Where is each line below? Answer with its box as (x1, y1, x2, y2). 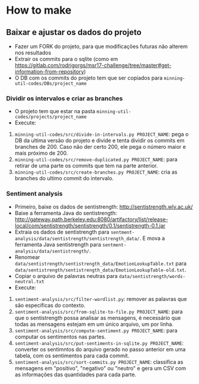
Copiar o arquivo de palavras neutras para (14, 272, 118, 279)
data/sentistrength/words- (118, 273, 185, 279)
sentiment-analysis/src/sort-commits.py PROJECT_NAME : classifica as (14, 358, 184, 365)
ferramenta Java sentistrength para (14, 241, 102, 248)
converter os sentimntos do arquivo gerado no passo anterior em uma (14, 345, 186, 353)
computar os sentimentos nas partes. (14, 333, 106, 340)
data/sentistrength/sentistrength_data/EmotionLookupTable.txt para (14, 260, 187, 267)
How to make (6, 4, 72, 17)
